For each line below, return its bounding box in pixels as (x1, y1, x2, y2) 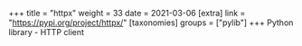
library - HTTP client (8, 27, 85, 37)
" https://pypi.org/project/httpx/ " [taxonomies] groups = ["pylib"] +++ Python (8, 17, 294, 28)
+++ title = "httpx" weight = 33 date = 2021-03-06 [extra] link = (8, 8, 246, 18)
